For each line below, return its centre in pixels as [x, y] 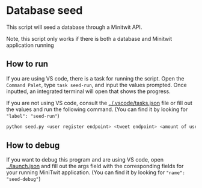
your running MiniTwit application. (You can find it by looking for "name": [96, 172]
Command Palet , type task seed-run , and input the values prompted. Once [97, 85]
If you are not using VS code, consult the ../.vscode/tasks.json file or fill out [99, 103]
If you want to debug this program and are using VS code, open [85, 160]
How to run [27, 64]
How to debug [33, 146]
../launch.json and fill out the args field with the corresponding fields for [95, 166]
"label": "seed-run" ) [33, 115]
